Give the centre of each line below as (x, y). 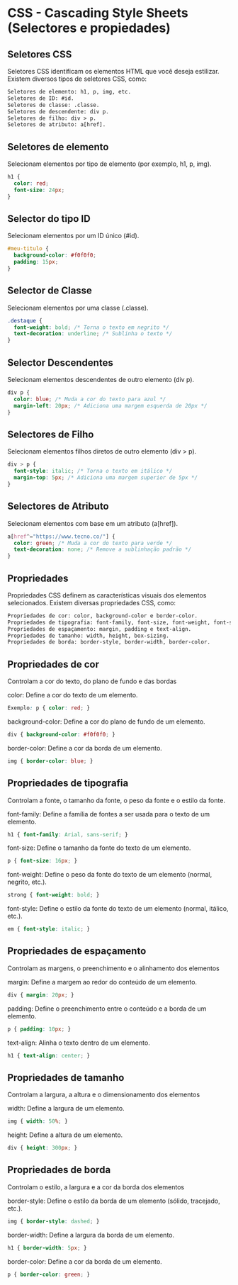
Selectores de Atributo (58, 506)
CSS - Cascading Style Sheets (98, 13)
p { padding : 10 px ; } (39, 1029)
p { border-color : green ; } (49, 1274)
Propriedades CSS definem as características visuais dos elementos (107, 595)
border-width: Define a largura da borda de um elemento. (91, 1235)
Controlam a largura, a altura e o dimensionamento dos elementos (104, 1095)
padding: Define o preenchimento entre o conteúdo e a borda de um (107, 1009)
